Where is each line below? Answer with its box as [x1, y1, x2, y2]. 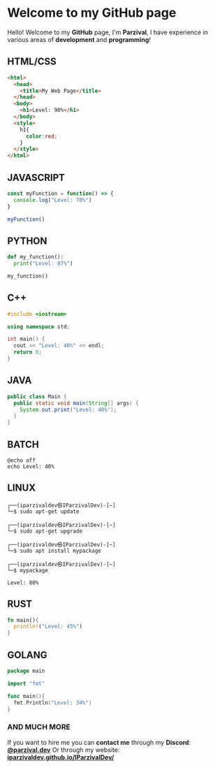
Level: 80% [7, 579, 39, 586]
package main [7, 667, 45, 674]
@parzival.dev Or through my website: [7, 746, 120, 754]
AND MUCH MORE [7, 722, 71, 732]
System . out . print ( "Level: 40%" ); [20, 406, 117, 413]
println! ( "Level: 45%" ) [13, 623, 82, 630]
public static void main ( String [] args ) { [13, 400, 139, 407]
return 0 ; [13, 349, 42, 356]
